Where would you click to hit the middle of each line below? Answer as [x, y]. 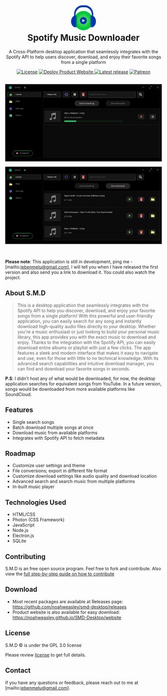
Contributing [25, 557]
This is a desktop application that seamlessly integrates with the [83, 305]
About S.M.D [26, 293]
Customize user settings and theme [49, 466]
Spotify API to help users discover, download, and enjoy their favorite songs [83, 57]
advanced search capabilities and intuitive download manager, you [86, 363]
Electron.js [23, 535]
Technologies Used [36, 502]
